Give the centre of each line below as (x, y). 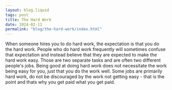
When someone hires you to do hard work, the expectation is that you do (82, 44)
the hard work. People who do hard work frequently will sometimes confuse (85, 49)
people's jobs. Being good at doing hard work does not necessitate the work (86, 66)
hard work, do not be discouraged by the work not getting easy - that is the (85, 77)
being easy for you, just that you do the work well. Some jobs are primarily (84, 71)
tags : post (17, 15)
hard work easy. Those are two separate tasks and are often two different (83, 60)
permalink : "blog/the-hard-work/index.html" (54, 29)
